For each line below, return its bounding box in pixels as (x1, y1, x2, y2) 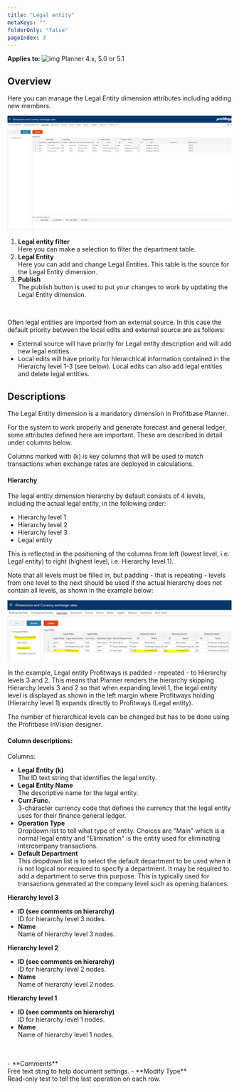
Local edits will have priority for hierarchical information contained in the (17, 355, 230, 363)
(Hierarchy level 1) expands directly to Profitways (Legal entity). (7, 699, 193, 707)
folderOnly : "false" (7, 26, 69, 33)
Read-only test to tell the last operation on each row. (7, 1074, 161, 1083)
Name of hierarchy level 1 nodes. (17, 1030, 114, 1039)
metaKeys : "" (7, 19, 46, 26)
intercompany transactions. (17, 841, 98, 851)
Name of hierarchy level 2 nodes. (17, 980, 115, 989)
